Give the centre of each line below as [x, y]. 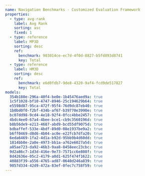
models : [13, 92]
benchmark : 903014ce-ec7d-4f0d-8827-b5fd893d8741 [70, 55]
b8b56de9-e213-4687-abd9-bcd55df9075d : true [56, 124]
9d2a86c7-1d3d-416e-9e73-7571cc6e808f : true [56, 152]
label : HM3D [26, 70]
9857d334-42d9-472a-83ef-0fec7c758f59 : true [56, 166]
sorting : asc [27, 28]
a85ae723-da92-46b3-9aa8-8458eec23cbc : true [56, 147]
